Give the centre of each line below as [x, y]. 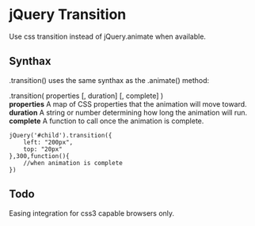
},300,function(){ [39, 156]
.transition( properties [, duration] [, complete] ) [86, 96]
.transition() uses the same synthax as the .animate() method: [109, 80]
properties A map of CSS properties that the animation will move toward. [128, 104]
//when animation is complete [73, 163]
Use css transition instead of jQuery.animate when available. [108, 36]
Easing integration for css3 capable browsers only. [92, 213]
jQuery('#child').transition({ [61, 135]
